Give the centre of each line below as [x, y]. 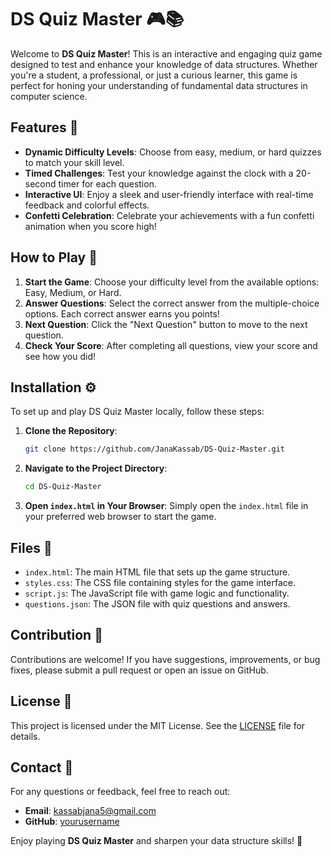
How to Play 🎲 [54, 257]
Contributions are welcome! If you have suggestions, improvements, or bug [165, 659]
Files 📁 [31, 547]
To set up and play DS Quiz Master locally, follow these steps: [137, 412]
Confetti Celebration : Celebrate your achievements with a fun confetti [169, 215]
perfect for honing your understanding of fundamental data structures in [159, 85]
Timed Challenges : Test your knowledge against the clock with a [159, 173]
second [40, 183]
